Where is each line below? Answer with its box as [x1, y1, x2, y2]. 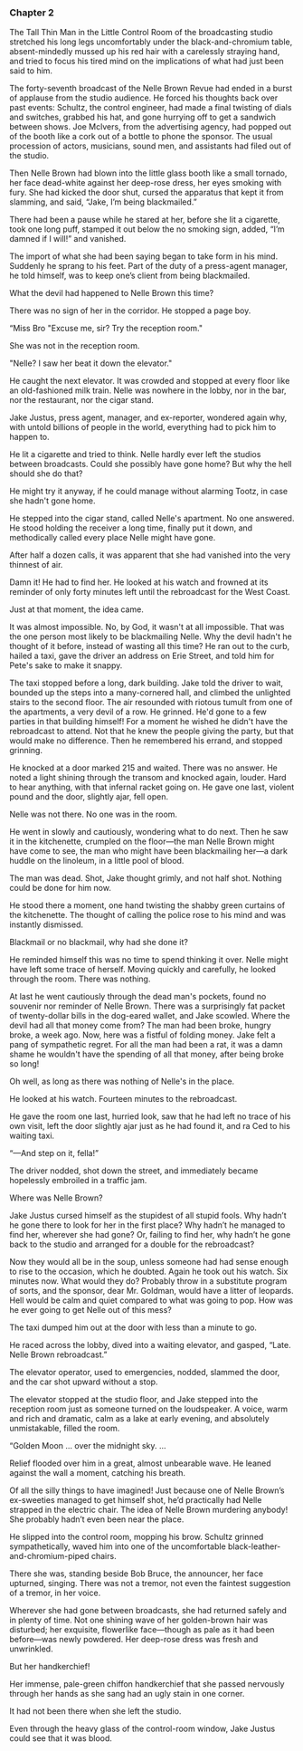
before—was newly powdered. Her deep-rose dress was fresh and [9, 1634, 259, 1645]
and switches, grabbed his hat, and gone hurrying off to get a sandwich [9, 111, 277, 123]
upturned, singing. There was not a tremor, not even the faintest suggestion [9, 1578, 291, 1589]
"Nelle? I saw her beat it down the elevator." [9, 358, 173, 368]
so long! [9, 1058, 40, 1069]
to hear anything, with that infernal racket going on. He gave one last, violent [9, 781, 295, 793]
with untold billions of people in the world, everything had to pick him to [9, 422, 277, 433]
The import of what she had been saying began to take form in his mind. [9, 251, 279, 262]
